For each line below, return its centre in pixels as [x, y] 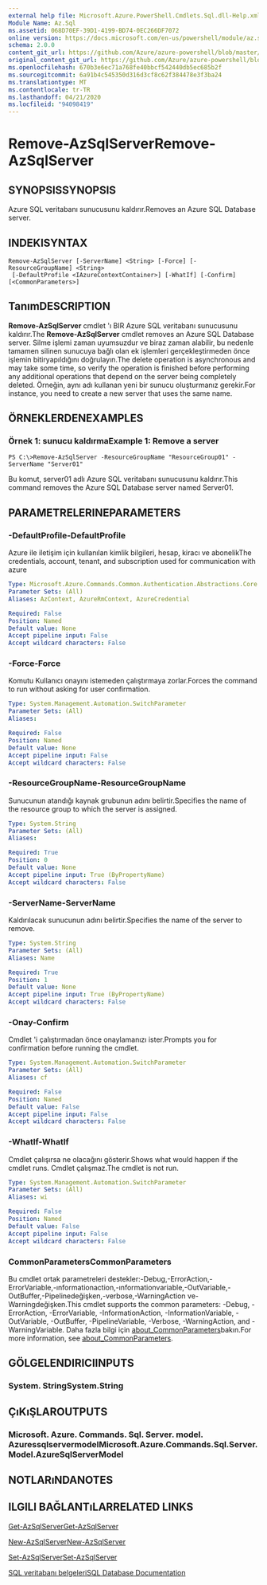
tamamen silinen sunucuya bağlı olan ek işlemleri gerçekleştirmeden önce [129, 350]
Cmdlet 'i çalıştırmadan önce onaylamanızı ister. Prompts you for [112, 1039]
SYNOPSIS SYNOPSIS [62, 190]
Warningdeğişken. [38, 1304]
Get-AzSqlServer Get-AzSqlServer [64, 1526]
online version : [35, 38]
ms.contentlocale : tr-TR [49, 90]
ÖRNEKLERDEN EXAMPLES [76, 419]
